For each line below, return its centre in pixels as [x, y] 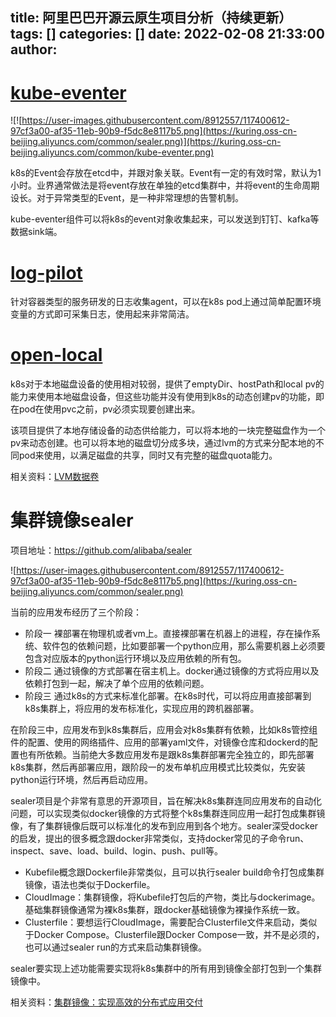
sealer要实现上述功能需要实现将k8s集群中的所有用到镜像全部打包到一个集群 [166, 969]
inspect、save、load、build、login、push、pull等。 [116, 851]
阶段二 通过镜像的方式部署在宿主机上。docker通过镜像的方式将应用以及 [172, 671]
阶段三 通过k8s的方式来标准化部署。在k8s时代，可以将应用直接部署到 [168, 696]
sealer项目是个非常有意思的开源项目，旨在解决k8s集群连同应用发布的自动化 [166, 801]
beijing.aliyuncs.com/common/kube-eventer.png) [112, 152]
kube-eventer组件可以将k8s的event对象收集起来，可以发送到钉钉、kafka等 [165, 219]
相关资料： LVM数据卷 [55, 477]
